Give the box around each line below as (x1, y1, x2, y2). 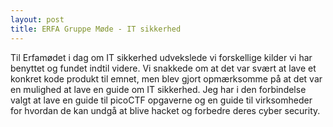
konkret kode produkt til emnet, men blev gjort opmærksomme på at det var (10, 72, 323, 85)
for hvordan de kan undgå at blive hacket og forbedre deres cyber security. (10, 104, 321, 116)
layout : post (10, 14, 65, 25)
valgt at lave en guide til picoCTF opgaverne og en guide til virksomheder (10, 94, 313, 106)
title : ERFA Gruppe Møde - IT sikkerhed (10, 24, 182, 34)
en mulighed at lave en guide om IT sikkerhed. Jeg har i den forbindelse (10, 83, 307, 95)
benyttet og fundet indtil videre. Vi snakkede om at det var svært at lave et (10, 62, 317, 74)
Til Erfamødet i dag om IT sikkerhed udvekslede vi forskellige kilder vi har (10, 51, 313, 63)
